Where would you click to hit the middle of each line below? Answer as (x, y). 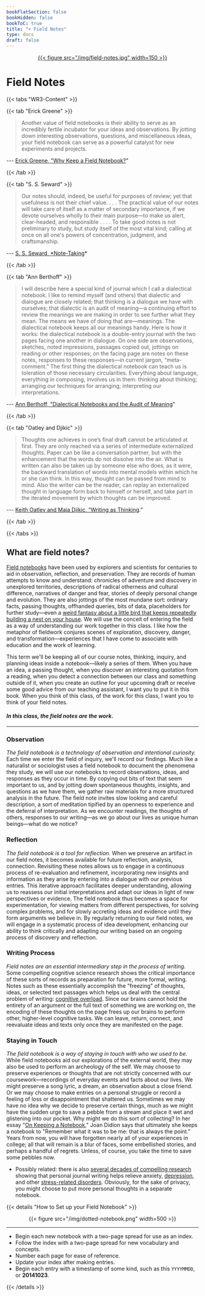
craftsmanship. (40, 241)
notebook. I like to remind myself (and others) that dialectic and (101, 295)
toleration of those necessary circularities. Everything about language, (110, 373)
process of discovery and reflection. (52, 937)
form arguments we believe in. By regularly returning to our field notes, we (100, 918)
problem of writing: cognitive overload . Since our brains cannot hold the (97, 998)
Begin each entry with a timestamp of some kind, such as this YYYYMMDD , (105, 1269)
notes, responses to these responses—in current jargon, (92, 360)
